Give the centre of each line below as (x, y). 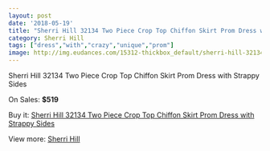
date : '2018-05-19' (41, 23)
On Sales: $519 (33, 99)
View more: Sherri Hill (44, 139)
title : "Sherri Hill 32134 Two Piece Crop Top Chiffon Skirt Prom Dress (133, 30)
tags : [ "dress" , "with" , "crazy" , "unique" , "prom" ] (91, 46)
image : (19, 53)
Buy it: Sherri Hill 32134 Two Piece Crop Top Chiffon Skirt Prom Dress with (131, 115)
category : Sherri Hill (46, 38)
